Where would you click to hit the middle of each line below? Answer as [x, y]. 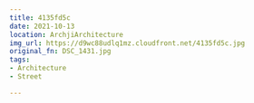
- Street [26, 77]
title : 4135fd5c [40, 18]
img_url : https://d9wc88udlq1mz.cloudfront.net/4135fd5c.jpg [127, 43]
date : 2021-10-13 [42, 26]
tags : [20, 60]
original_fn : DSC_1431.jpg [60, 51]
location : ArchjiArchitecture [67, 34]
